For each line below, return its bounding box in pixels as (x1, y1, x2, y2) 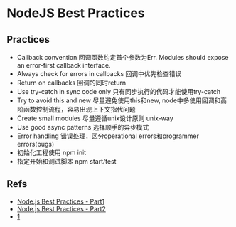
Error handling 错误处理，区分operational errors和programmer (16, 132, 200, 140)
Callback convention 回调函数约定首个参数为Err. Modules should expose (16, 53, 229, 61)
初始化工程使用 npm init (16, 148, 87, 157)
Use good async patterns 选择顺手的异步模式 (16, 123, 149, 131)
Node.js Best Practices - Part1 (16, 197, 104, 206)
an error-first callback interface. (16, 61, 111, 69)
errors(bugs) (16, 140, 55, 148)
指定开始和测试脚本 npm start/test (16, 157, 117, 165)
